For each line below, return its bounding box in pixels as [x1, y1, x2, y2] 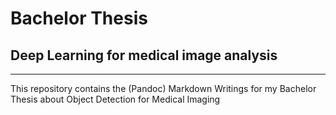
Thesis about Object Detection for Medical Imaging [10, 93, 221, 105]
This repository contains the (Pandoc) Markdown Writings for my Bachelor [10, 83, 317, 94]
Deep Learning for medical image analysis [10, 47, 278, 64]
